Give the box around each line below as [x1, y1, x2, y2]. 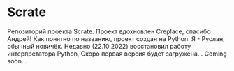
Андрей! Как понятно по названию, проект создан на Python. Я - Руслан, [7, 34, 225, 42]
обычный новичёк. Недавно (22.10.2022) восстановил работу [7, 42, 191, 50]
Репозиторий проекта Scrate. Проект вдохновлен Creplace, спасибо [7, 27, 211, 35]
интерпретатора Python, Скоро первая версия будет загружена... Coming [7, 49, 227, 58]
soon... [7, 56, 27, 65]
